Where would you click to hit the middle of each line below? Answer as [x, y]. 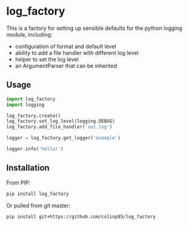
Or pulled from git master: [39, 205]
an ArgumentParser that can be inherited [66, 66]
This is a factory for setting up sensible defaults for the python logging [94, 28]
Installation [28, 168]
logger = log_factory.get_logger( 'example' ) [63, 138]
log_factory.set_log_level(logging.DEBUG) [61, 121]
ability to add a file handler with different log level [77, 52]
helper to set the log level [47, 59]
